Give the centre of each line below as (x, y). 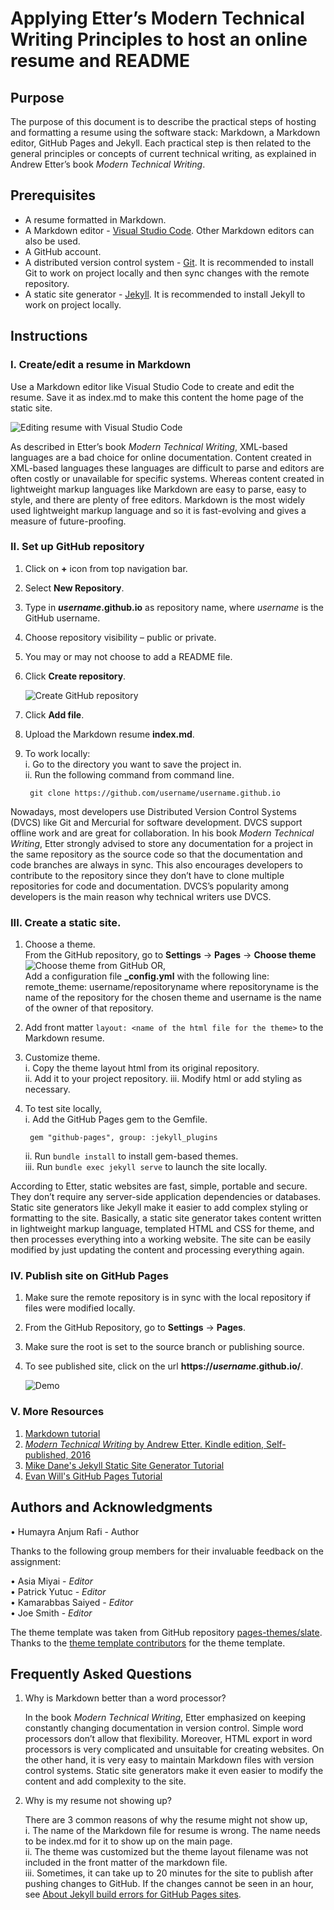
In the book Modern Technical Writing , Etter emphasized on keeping (165, 1718)
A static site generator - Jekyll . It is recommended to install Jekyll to (165, 294)
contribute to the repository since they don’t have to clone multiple (147, 875)
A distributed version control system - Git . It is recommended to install (169, 262)
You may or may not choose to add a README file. (128, 656)
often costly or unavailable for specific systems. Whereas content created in (167, 478)
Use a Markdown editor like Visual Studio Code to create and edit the (152, 386)
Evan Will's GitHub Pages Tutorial (93, 1476)
